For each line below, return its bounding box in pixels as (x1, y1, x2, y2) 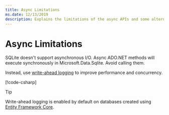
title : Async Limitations (5, 7, 59, 12)
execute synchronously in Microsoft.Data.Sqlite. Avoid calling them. (5, 60, 145, 66)
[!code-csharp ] (5, 79, 37, 85)
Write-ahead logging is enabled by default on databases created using (5, 98, 152, 105)
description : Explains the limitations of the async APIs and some (5, 16, 150, 21)
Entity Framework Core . (5, 104, 54, 110)
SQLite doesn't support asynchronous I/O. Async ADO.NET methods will (5, 54, 155, 60)
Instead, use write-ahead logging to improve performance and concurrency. (5, 69, 163, 75)
